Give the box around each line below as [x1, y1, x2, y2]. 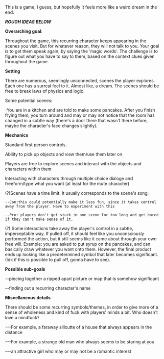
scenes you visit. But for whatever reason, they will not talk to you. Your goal [5, 43, 160, 49]
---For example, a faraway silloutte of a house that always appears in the [5, 324, 152, 330]
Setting [5, 68, 21, 74]
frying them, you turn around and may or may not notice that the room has [5, 112, 155, 118]
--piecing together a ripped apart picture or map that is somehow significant [5, 276, 159, 282]
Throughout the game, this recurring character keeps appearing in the [5, 38, 147, 44]
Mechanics [5, 132, 28, 138]
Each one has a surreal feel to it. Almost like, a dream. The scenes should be [5, 83, 159, 89]
